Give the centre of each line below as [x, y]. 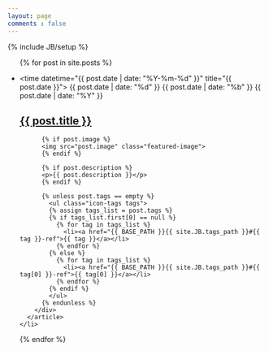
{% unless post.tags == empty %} [98, 197]
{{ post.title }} [56, 121]
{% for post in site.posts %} [66, 63]
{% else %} [67, 253]
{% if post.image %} [76, 140]
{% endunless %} [69, 303]
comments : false [37, 24]
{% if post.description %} [87, 168]
